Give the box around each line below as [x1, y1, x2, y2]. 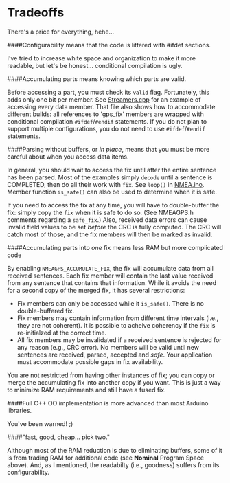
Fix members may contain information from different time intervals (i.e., [16, 314, 219, 322]
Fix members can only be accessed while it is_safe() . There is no [16, 299, 205, 307]
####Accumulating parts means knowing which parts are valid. [7, 74, 187, 83]
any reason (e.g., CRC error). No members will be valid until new [16, 343, 199, 351]
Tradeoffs [7, 5, 65, 21]
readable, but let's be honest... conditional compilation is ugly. [7, 61, 183, 69]
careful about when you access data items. [7, 153, 129, 161]
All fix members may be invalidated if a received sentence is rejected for [16, 335, 222, 344]
